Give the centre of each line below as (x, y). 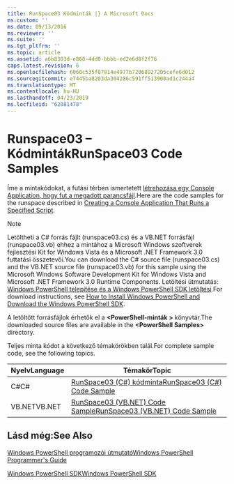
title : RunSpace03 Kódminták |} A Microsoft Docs (81, 14)
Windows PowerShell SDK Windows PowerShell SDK (82, 473)
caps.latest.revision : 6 (43, 66)
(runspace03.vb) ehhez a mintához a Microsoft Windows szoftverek (105, 244)
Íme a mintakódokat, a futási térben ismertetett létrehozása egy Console (111, 188)
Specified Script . (31, 210)
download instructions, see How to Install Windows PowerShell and (104, 296)
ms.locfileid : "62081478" (45, 105)
